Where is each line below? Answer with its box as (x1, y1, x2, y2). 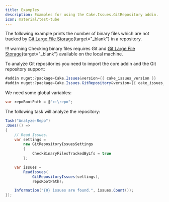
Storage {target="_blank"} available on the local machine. (5, 51, 123, 57)
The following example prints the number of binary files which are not (5, 31, 149, 37)
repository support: (5, 66, 45, 72)
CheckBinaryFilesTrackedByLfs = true (32, 151, 112, 156)
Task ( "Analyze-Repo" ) (5, 118, 51, 123)
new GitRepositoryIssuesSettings (23, 142, 94, 147)
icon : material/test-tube (5, 17, 59, 22)
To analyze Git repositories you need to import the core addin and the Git (5, 61, 156, 67)
